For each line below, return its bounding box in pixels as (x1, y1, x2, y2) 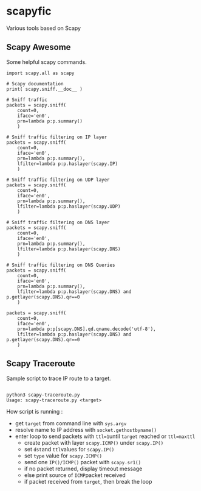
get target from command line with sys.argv (15, 419, 127, 427)
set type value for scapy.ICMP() (24, 452, 102, 459)
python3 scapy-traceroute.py (6, 392, 80, 398)
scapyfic (6, 4, 52, 18)
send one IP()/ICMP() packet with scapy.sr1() (24, 458, 141, 465)
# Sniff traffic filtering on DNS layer (6, 219, 111, 225)
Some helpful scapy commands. (6, 58, 87, 65)
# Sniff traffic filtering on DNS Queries (6, 262, 115, 268)
